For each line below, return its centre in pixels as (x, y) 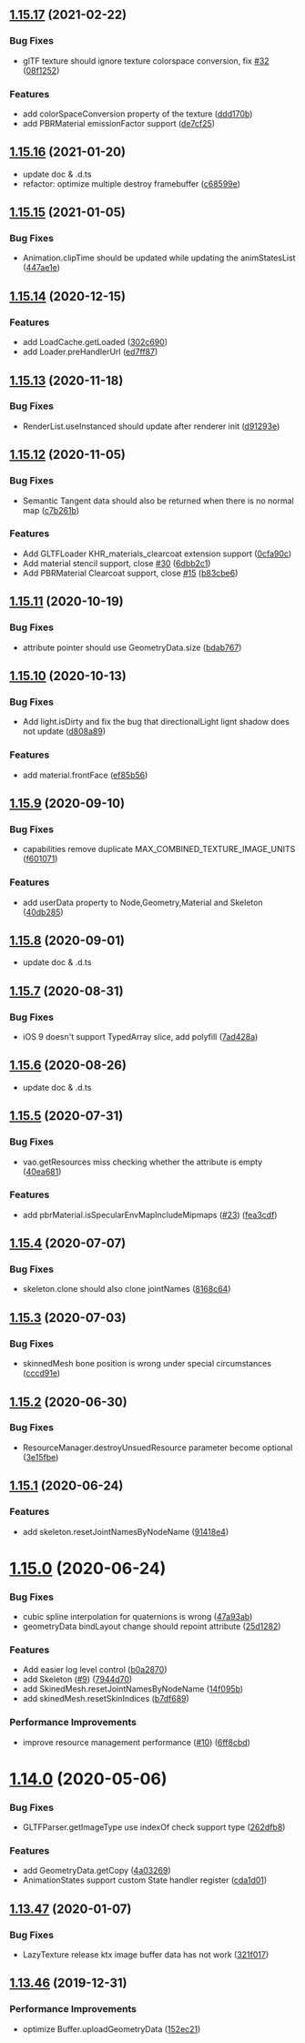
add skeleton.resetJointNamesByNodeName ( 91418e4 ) (126, 1531)
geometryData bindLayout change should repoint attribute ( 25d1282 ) (152, 1626)
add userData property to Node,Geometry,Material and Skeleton (142, 902)
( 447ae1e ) (41, 268)
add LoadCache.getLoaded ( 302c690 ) (95, 342)
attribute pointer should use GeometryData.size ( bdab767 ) (132, 647)
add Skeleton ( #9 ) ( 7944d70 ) (77, 1680)
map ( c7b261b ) (51, 510)
